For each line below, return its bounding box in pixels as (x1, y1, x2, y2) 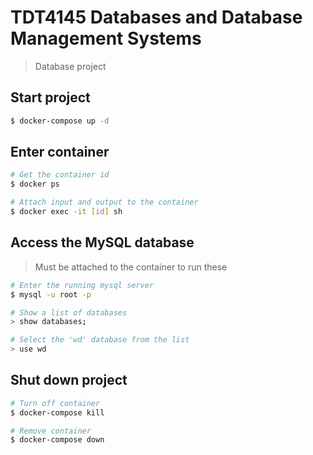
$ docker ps (10, 179, 60, 190)
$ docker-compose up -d (10, 116, 110, 126)
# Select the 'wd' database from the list (10, 335, 190, 345)
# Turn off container (10, 398, 101, 408)
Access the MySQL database (10, 234, 195, 251)
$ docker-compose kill (10, 407, 105, 418)
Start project (10, 89, 91, 106)
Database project (34, 60, 107, 72)
